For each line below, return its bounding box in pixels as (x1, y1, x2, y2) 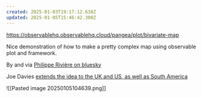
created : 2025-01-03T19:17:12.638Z (6, 8, 96, 15)
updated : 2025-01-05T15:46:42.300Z (6, 15, 96, 21)
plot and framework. (6, 49, 57, 56)
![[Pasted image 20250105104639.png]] (6, 84, 106, 91)
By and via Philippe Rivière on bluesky (6, 61, 102, 68)
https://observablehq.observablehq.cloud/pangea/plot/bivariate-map (6, 31, 180, 38)
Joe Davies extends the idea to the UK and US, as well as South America (6, 73, 188, 80)
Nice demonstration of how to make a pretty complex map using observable (6, 43, 197, 50)
